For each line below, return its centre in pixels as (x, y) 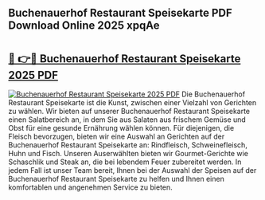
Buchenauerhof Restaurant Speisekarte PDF (120, 13)
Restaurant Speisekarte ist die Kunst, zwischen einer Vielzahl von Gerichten (132, 102)
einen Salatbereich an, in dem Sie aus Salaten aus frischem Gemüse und (127, 120)
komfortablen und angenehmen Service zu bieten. (90, 187)
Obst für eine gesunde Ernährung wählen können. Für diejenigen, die (121, 128)
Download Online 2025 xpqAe (84, 26)
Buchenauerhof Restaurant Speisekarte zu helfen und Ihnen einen (116, 179)
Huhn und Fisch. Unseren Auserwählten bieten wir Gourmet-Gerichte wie (129, 153)
